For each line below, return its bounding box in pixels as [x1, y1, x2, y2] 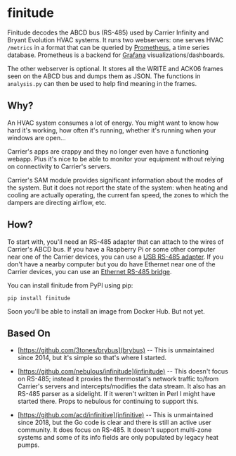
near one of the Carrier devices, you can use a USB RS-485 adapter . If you [7, 252, 223, 261]
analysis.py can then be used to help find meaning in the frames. [7, 79, 197, 87]
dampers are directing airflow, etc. [7, 198, 107, 207]
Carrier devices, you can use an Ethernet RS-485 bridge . [7, 267, 172, 276]
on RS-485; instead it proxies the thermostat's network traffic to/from [17, 375, 219, 383]
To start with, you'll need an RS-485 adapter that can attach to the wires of [7, 238, 224, 246]
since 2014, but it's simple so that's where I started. [17, 354, 167, 362]
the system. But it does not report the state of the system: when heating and [7, 183, 228, 192]
